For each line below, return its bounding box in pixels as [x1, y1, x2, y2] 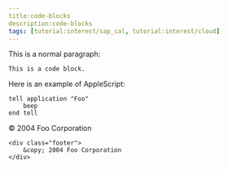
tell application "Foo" [8, 95, 89, 103]
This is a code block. [8, 65, 85, 73]
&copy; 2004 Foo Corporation [23, 146, 122, 154]
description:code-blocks [8, 19, 93, 28]
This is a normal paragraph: [8, 50, 101, 59]
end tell [8, 109, 38, 118]
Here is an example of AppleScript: [8, 79, 126, 89]
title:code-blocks [8, 11, 71, 20]
